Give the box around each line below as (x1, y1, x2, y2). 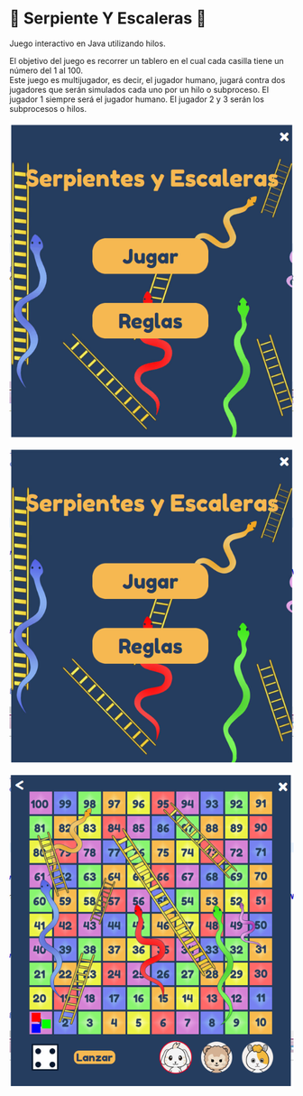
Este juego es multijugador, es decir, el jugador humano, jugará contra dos (9, 74, 286, 85)
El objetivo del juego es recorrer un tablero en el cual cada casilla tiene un (9, 55, 284, 66)
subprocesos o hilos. (9, 103, 87, 114)
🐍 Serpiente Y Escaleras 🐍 (9, 8, 207, 29)
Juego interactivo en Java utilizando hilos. (9, 38, 166, 49)
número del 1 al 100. (9, 65, 84, 76)
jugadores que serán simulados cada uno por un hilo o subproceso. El (9, 84, 269, 95)
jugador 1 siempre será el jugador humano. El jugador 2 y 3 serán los (9, 94, 264, 105)
